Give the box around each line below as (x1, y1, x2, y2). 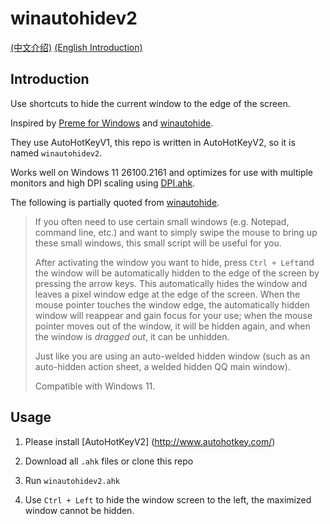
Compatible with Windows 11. (34, 380, 156, 392)
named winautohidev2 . (10, 147, 103, 159)
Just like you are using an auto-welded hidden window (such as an (34, 350, 311, 362)
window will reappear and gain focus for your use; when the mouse (34, 309, 313, 321)
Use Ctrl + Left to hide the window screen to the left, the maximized (24, 493, 312, 506)
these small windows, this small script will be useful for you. (34, 237, 282, 249)
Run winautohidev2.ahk (24, 474, 120, 486)
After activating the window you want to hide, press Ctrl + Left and (34, 256, 315, 268)
